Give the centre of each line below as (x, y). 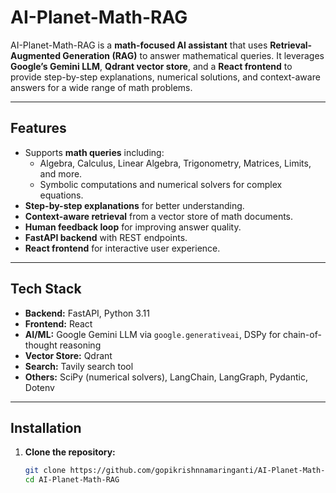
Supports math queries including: (94, 152)
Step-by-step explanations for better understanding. (134, 205)
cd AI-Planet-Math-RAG (72, 480)
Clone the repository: (70, 452)
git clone (45, 471)
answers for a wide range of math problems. (101, 87)
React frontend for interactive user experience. (122, 248)
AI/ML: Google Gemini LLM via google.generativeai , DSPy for (153, 334)
